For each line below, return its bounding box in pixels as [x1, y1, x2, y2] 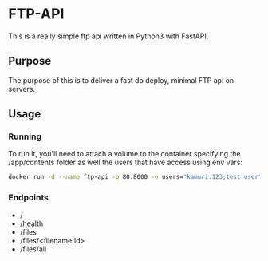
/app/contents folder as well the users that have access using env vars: [8, 157, 243, 168]
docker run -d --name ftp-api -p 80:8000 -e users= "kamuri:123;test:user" [8, 173, 262, 181]
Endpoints [8, 192, 49, 204]
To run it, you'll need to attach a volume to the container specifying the [8, 149, 241, 159]
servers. [8, 84, 36, 93]
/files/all [19, 244, 47, 254]
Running [8, 131, 42, 142]
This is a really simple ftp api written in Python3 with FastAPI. [8, 31, 209, 41]
